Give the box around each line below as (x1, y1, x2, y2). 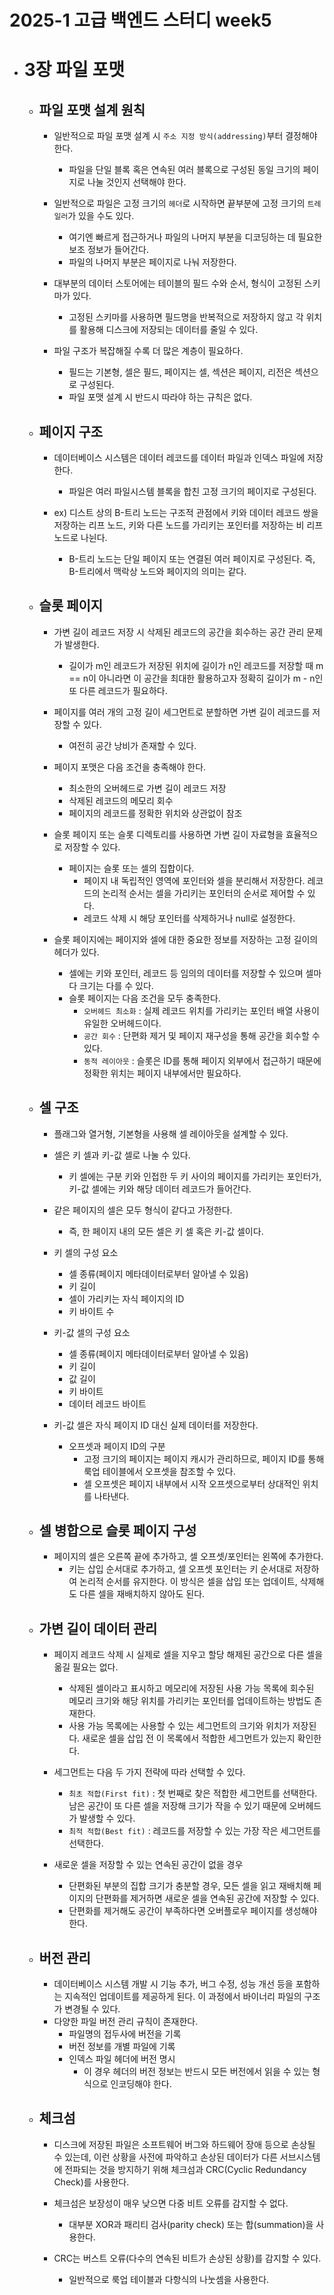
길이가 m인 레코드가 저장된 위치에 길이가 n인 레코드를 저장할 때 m (68, 659, 324, 671)
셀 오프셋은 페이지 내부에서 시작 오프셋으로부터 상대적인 (83, 1477, 301, 1490)
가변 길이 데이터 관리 (38, 1620, 158, 1637)
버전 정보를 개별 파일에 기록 (68, 2041, 176, 2053)
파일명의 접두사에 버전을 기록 (68, 2028, 182, 2040)
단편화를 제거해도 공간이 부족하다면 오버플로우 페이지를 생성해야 (68, 1905, 318, 1917)
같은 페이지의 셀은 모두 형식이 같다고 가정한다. (53, 1204, 233, 1216)
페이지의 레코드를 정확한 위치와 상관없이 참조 (68, 807, 243, 819)
